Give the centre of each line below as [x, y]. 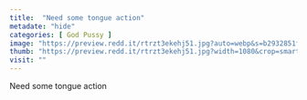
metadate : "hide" [42, 26]
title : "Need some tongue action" [77, 18]
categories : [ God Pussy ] [61, 35]
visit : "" [28, 60]
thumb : [22, 52]
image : [22, 43]
